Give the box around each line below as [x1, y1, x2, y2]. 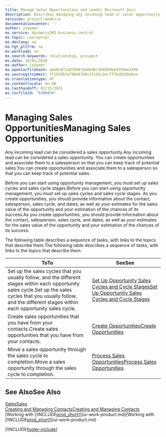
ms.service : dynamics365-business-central [5, 30, 94, 35]
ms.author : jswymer [5, 63, 45, 68]
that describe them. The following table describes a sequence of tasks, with [5, 242, 159, 248]
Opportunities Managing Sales [5, 122, 131, 134]
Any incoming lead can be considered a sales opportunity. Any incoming [5, 149, 152, 155]
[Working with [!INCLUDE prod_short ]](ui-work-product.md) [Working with [5, 412, 155, 418]
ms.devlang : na [5, 40, 37, 45]
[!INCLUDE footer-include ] [5, 427, 58, 433]
